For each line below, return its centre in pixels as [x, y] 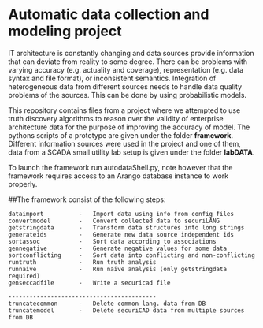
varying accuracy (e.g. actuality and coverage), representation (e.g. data [126, 69]
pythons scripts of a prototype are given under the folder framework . [121, 135]
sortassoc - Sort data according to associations [112, 241]
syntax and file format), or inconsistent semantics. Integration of [112, 78]
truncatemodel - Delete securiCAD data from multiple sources [126, 310]
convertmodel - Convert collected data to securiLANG [114, 221]
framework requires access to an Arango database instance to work [119, 176]
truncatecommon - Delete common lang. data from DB [107, 304]
